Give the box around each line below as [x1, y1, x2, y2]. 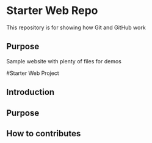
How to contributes [6, 128, 81, 139]
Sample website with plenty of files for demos [6, 57, 122, 65]
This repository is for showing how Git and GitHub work [6, 24, 146, 31]
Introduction [6, 87, 55, 97]
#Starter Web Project [6, 69, 59, 77]
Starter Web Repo [6, 4, 98, 18]
